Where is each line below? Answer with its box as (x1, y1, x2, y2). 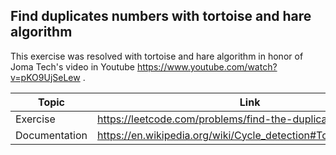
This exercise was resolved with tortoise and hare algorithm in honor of (10, 50, 304, 62)
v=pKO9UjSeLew (10, 71, 81, 83)
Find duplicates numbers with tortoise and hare (10, 8, 312, 25)
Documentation (15, 128, 88, 142)
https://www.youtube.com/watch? (136, 60, 278, 73)
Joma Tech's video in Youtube (10, 60, 135, 73)
